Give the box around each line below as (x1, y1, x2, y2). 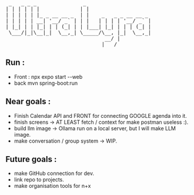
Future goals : (5, 154, 57, 164)
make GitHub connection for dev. (14, 170, 95, 177)
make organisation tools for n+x (14, 183, 91, 190)
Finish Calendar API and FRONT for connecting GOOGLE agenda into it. (14, 112, 188, 119)
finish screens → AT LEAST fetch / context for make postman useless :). (14, 118, 189, 125)
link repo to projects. (14, 176, 64, 183)
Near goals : (5, 97, 51, 107)
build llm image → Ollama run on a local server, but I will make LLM (14, 124, 176, 132)
